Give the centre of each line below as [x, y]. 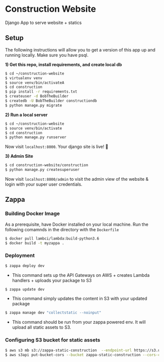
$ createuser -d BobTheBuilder [37, 97]
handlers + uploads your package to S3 [52, 280]
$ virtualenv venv [24, 78]
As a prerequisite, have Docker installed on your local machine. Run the [77, 224]
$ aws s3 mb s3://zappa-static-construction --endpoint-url [69, 350]
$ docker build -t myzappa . [35, 243]
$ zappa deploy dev [25, 265]
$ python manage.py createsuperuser [42, 170]
